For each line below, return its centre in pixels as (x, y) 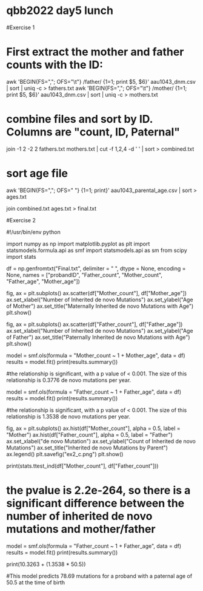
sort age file (37, 173)
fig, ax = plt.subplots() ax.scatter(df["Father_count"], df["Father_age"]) (95, 324)
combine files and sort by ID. (80, 119)
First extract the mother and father (95, 52)
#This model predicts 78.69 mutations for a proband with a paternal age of (99, 576)
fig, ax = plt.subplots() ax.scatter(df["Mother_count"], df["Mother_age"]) (96, 293)
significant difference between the (95, 503)
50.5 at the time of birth (36, 582)
